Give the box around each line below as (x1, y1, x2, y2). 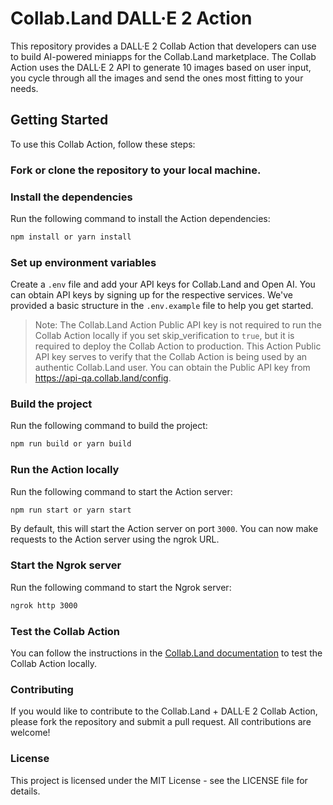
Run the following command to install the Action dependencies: (10, 212, 271, 224)
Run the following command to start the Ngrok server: (10, 581, 232, 593)
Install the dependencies (10, 190, 133, 204)
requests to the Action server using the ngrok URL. (10, 533, 220, 546)
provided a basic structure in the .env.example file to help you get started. (10, 300, 314, 312)
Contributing (10, 682, 74, 696)
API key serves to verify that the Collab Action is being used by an (34, 351, 308, 363)
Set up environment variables (10, 255, 157, 269)
